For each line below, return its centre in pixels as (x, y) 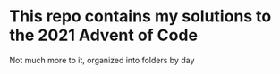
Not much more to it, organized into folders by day (102, 60)
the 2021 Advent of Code (104, 35)
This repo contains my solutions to (140, 16)
